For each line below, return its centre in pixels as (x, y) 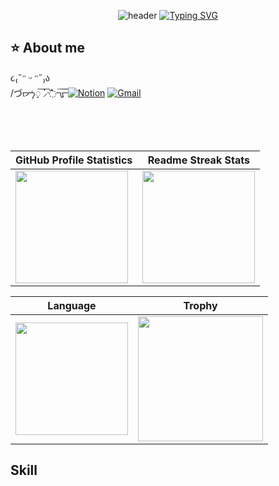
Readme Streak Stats (198, 160)
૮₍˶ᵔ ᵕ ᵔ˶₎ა (30, 77)
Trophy (200, 305)
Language (72, 305)
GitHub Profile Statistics (74, 160)
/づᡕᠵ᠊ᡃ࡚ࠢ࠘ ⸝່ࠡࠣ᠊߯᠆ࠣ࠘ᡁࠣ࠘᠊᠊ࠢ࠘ (39, 92)
